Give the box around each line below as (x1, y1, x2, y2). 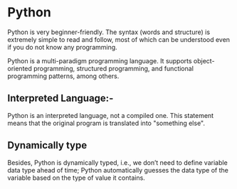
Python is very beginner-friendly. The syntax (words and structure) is (7, 28, 211, 36)
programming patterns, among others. (7, 72, 120, 80)
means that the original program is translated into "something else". (7, 119, 205, 127)
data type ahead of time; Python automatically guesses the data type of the (7, 166, 229, 174)
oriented (7, 64, 32, 72)
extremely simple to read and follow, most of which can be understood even (7, 35, 230, 43)
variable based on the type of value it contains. (7, 173, 146, 182)
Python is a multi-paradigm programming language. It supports (7, 56, 192, 65)
